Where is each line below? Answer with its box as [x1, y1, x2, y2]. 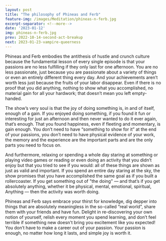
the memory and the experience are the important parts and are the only [5, 137, 153, 143]
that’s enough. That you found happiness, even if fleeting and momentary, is [5, 121, 161, 127]
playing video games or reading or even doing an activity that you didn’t [5, 157, 152, 163]
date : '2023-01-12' [5, 26, 46, 31]
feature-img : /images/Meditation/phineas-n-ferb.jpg [5, 16, 116, 21]
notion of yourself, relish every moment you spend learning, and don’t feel [5, 214, 157, 220]
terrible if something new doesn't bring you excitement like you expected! [5, 219, 156, 225]
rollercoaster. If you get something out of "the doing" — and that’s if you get [5, 178, 160, 184]
